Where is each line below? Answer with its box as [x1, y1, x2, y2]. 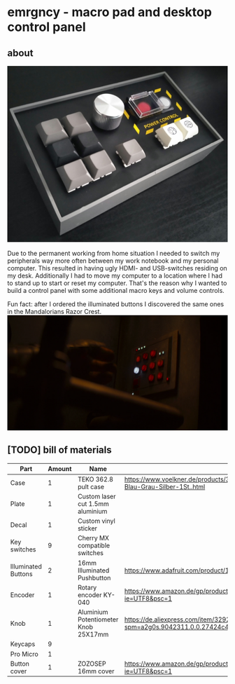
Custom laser [78, 492, 117, 500]
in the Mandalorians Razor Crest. [7, 308, 102, 316]
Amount [48, 465, 72, 473]
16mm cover [78, 666, 115, 675]
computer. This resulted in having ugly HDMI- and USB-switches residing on [7, 264, 227, 273]
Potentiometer [78, 615, 119, 624]
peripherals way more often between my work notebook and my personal [7, 256, 219, 265]
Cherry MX [78, 534, 110, 542]
